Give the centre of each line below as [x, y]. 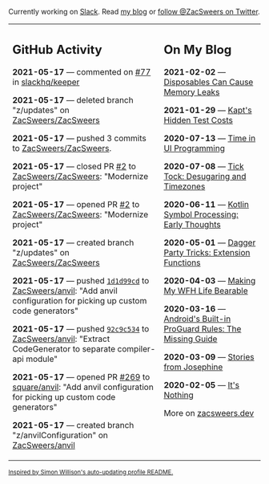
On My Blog [198, 49]
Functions [182, 262]
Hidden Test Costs [199, 120]
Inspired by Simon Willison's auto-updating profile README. [91, 472]
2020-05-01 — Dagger [210, 242]
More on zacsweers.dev [209, 413]
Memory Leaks [192, 92]
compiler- [137, 348]
